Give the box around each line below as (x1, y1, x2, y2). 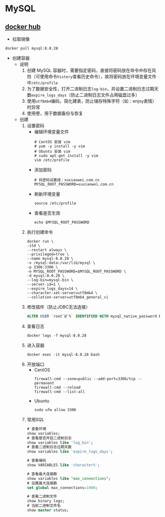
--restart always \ (27, 247, 67, 252)
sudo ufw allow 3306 (34, 407, 77, 412)
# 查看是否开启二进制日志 (27, 435, 72, 440)
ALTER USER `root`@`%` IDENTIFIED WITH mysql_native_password (27, 314, 157, 319)
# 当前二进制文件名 (27, 503, 61, 508)
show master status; (27, 508, 69, 513)
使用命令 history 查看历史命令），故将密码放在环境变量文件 (40, 74, 157, 79)
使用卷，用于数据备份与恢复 (27, 110, 83, 116)
